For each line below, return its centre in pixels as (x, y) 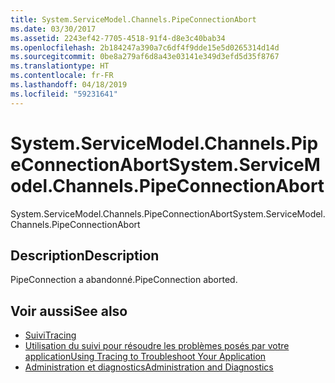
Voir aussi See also (69, 311)
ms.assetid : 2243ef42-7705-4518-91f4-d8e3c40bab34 (118, 38)
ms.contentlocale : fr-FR (62, 76)
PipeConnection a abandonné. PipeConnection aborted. (124, 280)
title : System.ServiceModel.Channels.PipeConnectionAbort (133, 19)
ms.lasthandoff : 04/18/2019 (69, 85)
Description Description (85, 255)
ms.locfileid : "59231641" (64, 94)
